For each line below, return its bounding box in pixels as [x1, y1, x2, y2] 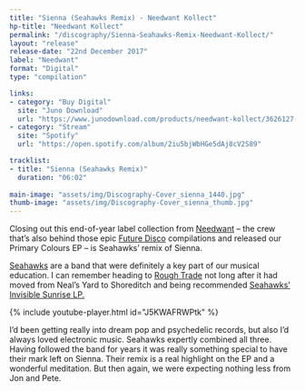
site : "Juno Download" [17, 105, 103, 115]
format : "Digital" [9, 65, 79, 74]
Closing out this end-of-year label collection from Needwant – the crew [9, 224, 276, 235]
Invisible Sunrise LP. [9, 289, 85, 300]
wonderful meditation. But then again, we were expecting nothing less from [9, 363, 291, 374]
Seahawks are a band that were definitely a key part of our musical [9, 260, 261, 271]
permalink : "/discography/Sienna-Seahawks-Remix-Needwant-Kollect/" [9, 30, 274, 39]
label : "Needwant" [9, 55, 79, 65]
